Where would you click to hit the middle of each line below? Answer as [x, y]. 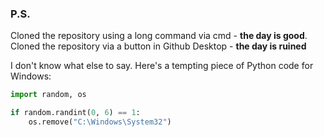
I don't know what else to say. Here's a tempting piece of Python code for [162, 66]
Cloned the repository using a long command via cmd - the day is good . [159, 36]
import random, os [48, 95]
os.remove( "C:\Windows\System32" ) [100, 122]
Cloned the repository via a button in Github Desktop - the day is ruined [158, 46]
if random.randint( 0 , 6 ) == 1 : [75, 113]
